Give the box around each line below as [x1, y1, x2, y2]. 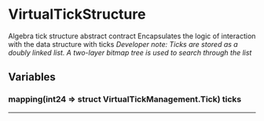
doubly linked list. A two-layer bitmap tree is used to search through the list [8, 48, 252, 57]
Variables [8, 70, 57, 84]
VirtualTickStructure [8, 5, 146, 23]
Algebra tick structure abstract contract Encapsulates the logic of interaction [8, 31, 256, 41]
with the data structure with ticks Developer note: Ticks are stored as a [8, 39, 238, 48]
